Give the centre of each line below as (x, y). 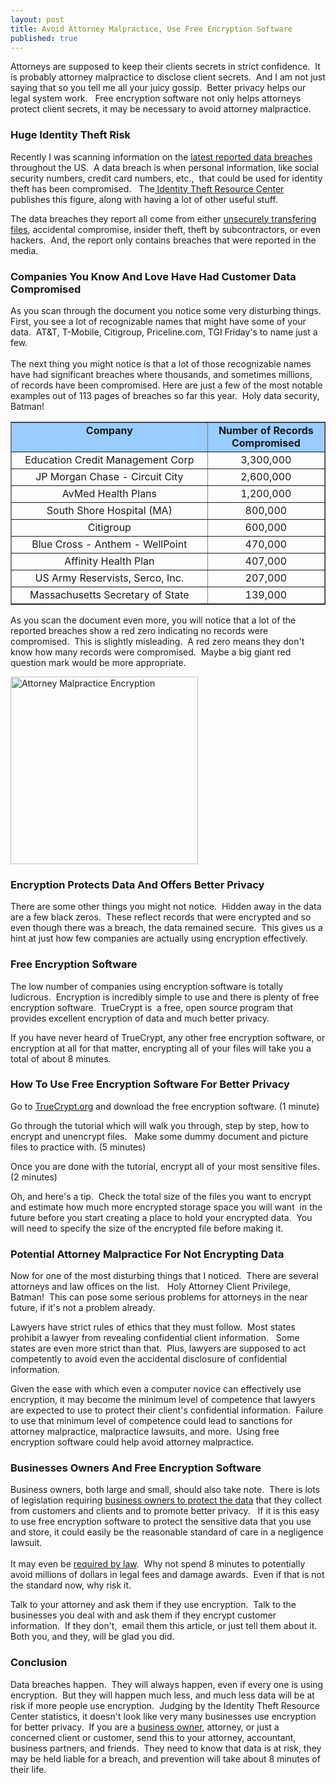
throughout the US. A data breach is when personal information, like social (165, 167)
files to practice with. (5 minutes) (78, 1147)
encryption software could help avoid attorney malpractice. (132, 1442)
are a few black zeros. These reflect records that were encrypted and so (161, 917)
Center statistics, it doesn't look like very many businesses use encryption (163, 1716)
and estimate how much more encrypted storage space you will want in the (166, 1207)
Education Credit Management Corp (109, 459)
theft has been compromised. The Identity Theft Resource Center (147, 188)
